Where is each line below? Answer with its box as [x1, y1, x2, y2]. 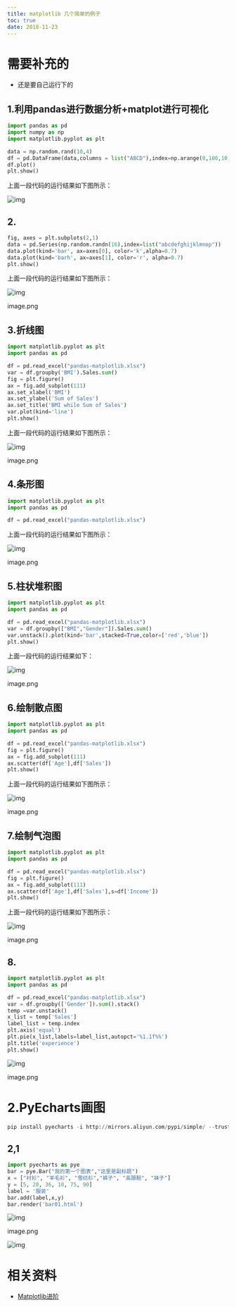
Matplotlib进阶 [17, 1292, 60, 1301]
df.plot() [7, 161, 37, 168]
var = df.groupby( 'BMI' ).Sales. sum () [7, 369, 118, 376]
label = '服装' [7, 1187, 50, 1194]
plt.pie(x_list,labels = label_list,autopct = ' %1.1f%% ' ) [7, 1033, 169, 1041]
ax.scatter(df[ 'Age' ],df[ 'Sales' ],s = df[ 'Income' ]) [7, 888, 159, 895]
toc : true [7, 17, 37, 24]
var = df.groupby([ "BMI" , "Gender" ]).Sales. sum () [7, 625, 152, 632]
